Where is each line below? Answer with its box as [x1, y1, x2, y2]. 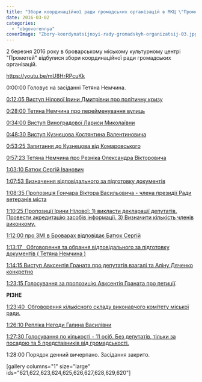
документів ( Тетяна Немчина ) [6, 250, 86, 257]
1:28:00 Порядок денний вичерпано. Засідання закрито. [6, 351, 150, 358]
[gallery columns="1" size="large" [6, 363, 91, 370]
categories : [6, 20, 36, 26]
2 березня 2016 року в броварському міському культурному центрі [6, 48, 181, 55]
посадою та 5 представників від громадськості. [6, 339, 129, 347]
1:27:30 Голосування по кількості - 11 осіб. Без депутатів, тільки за [6, 333, 176, 340]
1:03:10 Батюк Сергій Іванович [6, 166, 84, 173]
